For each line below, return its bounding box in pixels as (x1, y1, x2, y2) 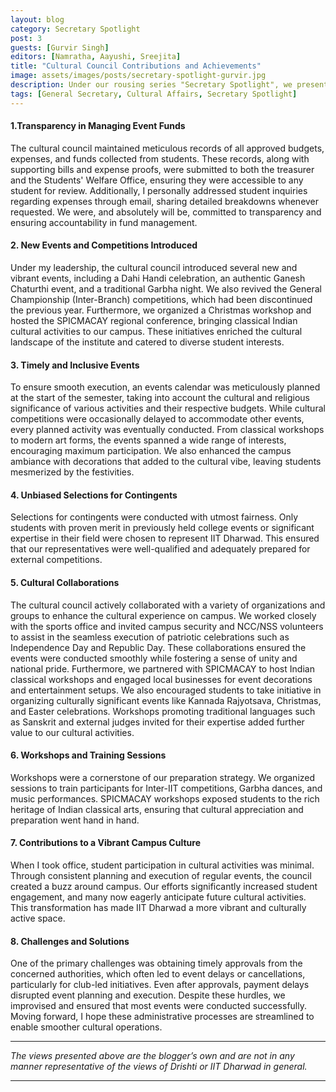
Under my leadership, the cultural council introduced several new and (10, 262, 298, 274)
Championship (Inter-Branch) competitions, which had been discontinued (10, 294, 313, 306)
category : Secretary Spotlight (10, 24, 141, 34)
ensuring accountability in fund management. (10, 216, 198, 228)
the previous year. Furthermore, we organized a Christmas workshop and (10, 304, 312, 316)
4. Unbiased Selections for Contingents (10, 489, 178, 501)
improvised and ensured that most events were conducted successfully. (10, 1000, 307, 1012)
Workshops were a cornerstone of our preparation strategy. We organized (10, 771, 316, 783)
